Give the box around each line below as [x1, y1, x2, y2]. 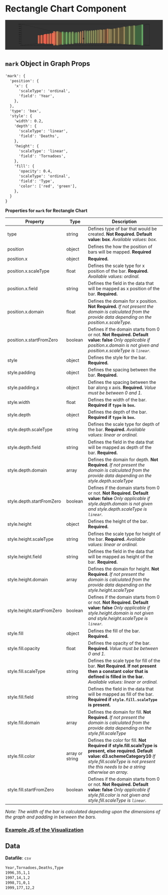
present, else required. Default [88, 748, 153, 754]
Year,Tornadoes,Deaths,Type [5, 865, 64, 870]
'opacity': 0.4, [18, 168, 52, 173]
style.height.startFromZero [7, 607, 62, 613]
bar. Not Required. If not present [88, 663, 156, 669]
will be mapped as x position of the [88, 286, 160, 292]
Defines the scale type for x [88, 263, 145, 269]
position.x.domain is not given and [88, 342, 159, 348]
